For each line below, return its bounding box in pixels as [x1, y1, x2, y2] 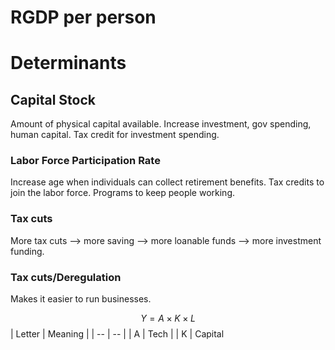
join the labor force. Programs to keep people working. [10, 187, 236, 199]
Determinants [10, 52, 127, 75]
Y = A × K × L [140, 312, 196, 325]
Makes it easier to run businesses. [10, 293, 152, 305]
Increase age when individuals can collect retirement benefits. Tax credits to [10, 176, 325, 188]
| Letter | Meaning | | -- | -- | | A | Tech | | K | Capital [10, 328, 225, 340]
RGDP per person [10, 6, 157, 29]
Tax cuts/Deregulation [10, 270, 122, 284]
